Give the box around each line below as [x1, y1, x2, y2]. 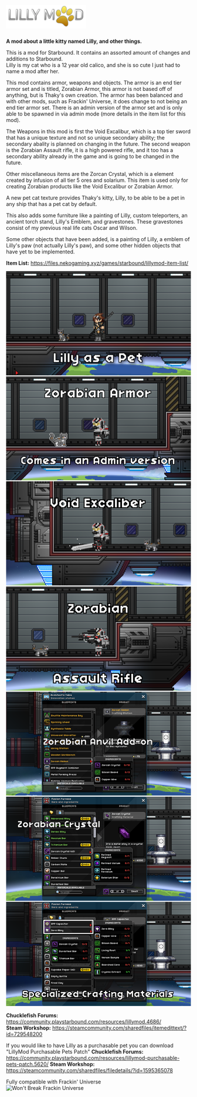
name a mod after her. [6, 67, 60, 75]
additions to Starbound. [6, 55, 63, 62]
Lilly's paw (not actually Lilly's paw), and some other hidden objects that [6, 242, 181, 249]
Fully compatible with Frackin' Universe [6, 1078, 101, 1085]
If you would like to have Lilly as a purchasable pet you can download [6, 1042, 174, 1049]
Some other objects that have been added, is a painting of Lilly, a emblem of [6, 235, 190, 242]
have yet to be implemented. [6, 248, 75, 255]
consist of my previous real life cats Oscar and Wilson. [6, 224, 138, 231]
